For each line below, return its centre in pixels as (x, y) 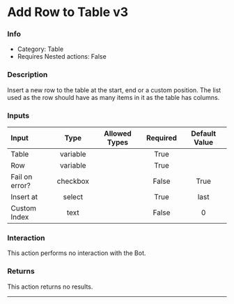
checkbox (73, 181)
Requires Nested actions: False (62, 57)
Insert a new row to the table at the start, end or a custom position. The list (114, 90)
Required (162, 138)
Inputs (18, 115)
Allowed (118, 133)
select (73, 197)
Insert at (24, 197)
